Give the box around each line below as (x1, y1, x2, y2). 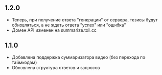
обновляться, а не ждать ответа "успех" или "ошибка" (11, 22, 126, 28)
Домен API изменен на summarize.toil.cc (11, 27, 97, 33)
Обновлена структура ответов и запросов (11, 64, 100, 70)
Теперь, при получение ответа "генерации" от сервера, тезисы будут (11, 17, 158, 22)
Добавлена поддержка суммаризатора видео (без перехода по (11, 54, 145, 60)
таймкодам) (11, 59, 37, 65)
